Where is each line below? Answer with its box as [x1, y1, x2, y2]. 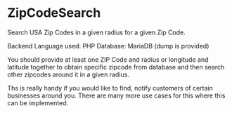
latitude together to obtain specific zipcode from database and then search [7, 62, 225, 71]
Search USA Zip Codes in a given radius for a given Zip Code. [7, 28, 186, 36]
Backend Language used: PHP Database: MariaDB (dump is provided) [7, 41, 210, 50]
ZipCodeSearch [7, 5, 101, 21]
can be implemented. [7, 98, 69, 107]
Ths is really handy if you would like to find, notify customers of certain [7, 84, 213, 92]
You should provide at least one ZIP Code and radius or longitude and [7, 55, 209, 64]
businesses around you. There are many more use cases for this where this [7, 91, 226, 100]
